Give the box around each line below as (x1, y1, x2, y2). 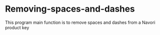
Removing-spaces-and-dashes (5, 3, 135, 15)
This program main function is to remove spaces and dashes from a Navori (5, 19, 156, 25)
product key (5, 24, 29, 30)
